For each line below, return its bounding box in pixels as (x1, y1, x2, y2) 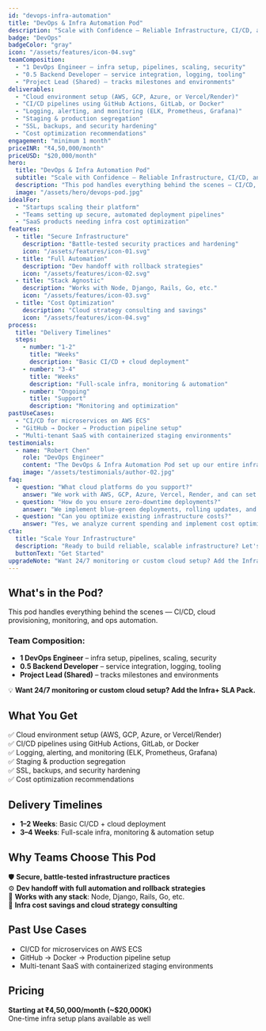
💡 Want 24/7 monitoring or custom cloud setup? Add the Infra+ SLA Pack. (8, 685, 256, 695)
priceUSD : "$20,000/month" (8, 151, 97, 159)
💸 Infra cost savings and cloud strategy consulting (8, 900, 178, 910)
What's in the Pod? (8, 586, 104, 599)
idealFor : (8, 196, 41, 204)
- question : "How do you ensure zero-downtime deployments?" (15, 498, 222, 506)
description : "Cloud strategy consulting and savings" (22, 306, 207, 314)
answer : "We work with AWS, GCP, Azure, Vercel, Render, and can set (22, 491, 257, 498)
